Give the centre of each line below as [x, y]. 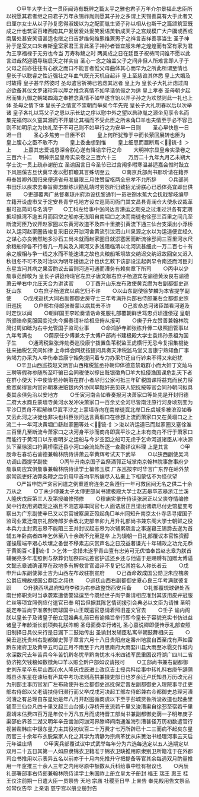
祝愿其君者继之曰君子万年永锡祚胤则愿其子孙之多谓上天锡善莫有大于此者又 [102, 16]
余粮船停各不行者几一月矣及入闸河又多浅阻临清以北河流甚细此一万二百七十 [97, 246]
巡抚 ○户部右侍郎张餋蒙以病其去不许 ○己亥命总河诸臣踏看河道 [98, 306]
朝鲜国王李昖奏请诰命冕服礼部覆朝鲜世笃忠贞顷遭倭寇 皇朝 [119, 313]
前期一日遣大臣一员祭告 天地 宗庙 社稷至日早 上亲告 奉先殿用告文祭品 [106, 781]
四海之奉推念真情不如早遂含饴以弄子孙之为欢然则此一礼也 [117, 98]
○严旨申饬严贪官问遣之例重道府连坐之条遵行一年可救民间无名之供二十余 [104, 484]
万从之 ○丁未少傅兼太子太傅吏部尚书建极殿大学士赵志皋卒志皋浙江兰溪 [97, 491]
